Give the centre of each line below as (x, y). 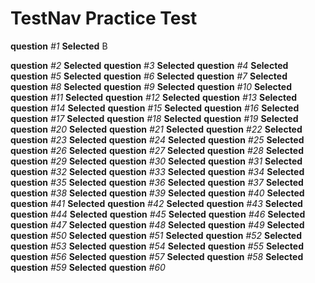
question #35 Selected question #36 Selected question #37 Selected (157, 182)
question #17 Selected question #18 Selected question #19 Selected (154, 118)
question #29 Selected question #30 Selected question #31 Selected (156, 161)
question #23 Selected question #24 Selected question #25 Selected (157, 139)
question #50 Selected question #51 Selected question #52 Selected (156, 235)
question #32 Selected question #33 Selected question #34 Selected (157, 171)
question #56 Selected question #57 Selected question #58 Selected (157, 256)
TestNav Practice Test (104, 18)
